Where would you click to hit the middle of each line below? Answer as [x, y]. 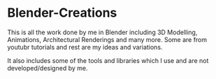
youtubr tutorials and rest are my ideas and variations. [85, 47]
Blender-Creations [62, 13]
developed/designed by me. [48, 68]
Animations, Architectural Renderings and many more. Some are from [107, 39]
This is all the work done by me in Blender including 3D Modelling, [102, 32]
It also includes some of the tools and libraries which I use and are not [108, 60]
